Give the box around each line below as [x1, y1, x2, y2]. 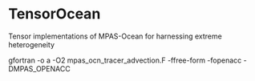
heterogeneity [8, 39, 55, 49]
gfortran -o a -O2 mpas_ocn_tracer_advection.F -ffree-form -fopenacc [8, 55, 242, 65]
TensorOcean [8, 5, 101, 23]
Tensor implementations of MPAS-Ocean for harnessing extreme [8, 31, 222, 41]
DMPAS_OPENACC [8, 63, 71, 73]
